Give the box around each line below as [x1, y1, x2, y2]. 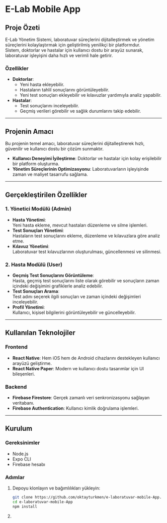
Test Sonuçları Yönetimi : [12, 227, 64, 233]
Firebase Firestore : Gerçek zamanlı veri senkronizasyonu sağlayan [12, 395, 150, 401]
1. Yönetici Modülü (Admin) [5, 206, 72, 213]
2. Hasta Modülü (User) [5, 261, 63, 268]
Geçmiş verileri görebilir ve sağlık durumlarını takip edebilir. [19, 108, 141, 114]
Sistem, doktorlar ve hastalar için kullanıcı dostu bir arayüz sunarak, [5, 47, 144, 53]
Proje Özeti [5, 23, 40, 32]
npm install [12, 504, 37, 509]
